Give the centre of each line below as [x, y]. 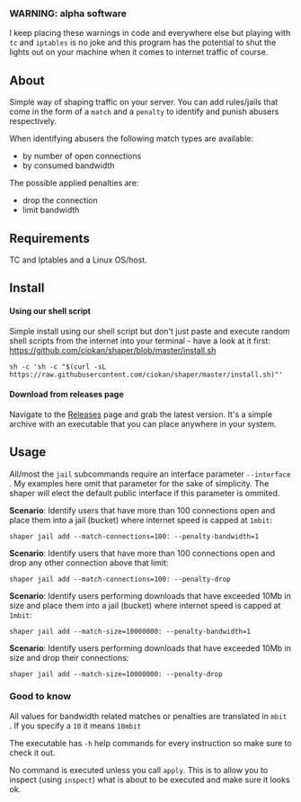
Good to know [40, 697]
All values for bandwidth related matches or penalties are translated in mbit [148, 716]
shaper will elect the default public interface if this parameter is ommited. [145, 493]
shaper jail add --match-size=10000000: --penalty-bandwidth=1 [130, 631]
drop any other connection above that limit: [89, 562]
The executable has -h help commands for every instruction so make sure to [150, 743]
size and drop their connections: [69, 657]
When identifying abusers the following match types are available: [132, 138]
